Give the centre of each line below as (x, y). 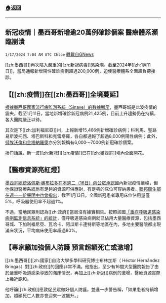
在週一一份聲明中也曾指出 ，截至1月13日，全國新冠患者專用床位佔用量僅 (78, 195)
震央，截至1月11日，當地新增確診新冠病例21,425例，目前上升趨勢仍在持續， (82, 113)
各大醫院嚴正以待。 (25, 119)
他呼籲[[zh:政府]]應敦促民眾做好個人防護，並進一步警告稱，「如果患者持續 (80, 289)
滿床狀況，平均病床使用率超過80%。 (42, 230)
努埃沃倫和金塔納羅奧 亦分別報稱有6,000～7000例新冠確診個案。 (70, 142)
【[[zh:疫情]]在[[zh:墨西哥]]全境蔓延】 (64, 94)
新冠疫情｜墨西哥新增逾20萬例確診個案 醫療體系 (78, 32)
